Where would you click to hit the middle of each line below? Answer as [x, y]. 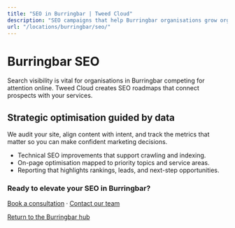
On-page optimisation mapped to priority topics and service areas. [113, 163]
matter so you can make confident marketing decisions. [87, 142]
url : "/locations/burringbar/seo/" [59, 27]
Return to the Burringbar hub [49, 217]
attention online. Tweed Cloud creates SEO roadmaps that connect [103, 88]
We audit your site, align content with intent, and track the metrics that [108, 134]
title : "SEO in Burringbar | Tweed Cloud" [70, 14]
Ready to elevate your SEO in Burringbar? [79, 188]
